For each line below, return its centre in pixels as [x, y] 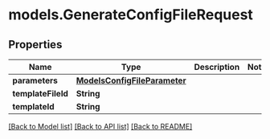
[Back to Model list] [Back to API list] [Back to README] [100, 127]
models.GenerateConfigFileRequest [131, 15]
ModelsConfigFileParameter [131, 80]
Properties [35, 45]
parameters [35, 80]
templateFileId [40, 94]
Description [217, 67]
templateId [33, 106]
